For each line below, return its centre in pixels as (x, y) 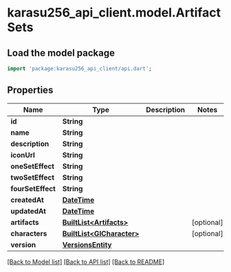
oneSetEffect (33, 166)
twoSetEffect (33, 177)
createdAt (27, 200)
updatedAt (29, 211)
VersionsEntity (87, 244)
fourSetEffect (33, 188)
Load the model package (61, 53)
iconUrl (23, 155)
